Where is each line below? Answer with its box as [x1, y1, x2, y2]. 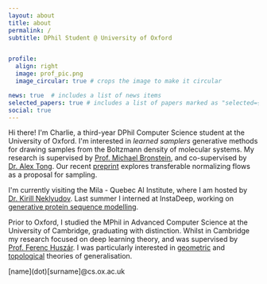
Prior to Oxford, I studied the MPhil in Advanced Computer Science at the [8, 217, 248, 227]
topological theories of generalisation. [8, 251, 133, 261]
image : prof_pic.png [15, 70, 83, 78]
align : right [15, 63, 59, 71]
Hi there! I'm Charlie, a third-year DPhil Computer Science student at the [8, 128, 245, 137]
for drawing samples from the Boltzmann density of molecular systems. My [8, 144, 254, 155]
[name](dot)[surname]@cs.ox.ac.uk [8, 267, 126, 276]
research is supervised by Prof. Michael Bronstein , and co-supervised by [8, 153, 247, 163]
